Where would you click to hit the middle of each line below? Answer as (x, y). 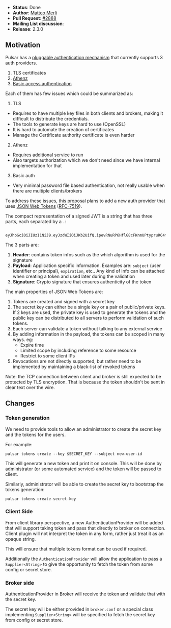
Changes (20, 404)
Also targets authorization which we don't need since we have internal (86, 160)
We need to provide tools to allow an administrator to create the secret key (83, 429)
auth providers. (21, 63)
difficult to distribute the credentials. (51, 118)
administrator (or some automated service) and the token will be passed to (83, 469)
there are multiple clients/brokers (47, 190)
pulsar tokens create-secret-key (41, 499)
